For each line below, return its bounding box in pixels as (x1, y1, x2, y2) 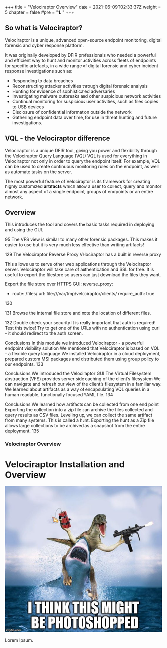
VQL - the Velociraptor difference (5, 134, 110, 143)
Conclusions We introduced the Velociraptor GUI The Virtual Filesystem (5, 370, 152, 377)
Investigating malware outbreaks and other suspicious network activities (12, 93, 161, 99)
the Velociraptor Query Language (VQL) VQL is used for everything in (5, 153, 147, 159)
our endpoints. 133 (5, 361, 44, 367)
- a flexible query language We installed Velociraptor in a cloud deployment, (5, 351, 161, 357)
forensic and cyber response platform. (5, 42, 83, 48)
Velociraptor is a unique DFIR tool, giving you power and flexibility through (5, 147, 157, 153)
